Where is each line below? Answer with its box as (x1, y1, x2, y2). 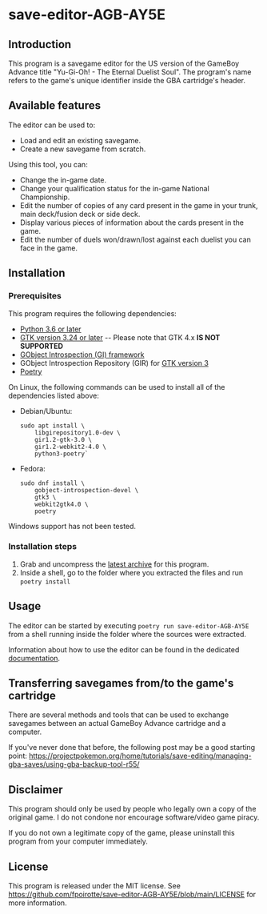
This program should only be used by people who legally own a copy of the (8, 804, 257, 814)
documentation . (8, 653, 61, 663)
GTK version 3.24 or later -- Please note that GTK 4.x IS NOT (19, 332, 221, 342)
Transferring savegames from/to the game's (8, 676, 234, 690)
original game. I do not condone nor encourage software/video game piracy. (8, 812, 260, 822)
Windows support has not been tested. (8, 521, 137, 531)
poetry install (19, 578, 71, 586)
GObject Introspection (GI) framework (19, 350, 145, 359)
